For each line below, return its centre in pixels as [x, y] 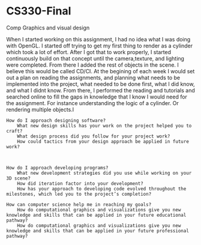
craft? [14, 131]
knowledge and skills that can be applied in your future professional [97, 231]
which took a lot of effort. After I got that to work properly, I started [89, 52]
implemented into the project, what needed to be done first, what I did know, [100, 84]
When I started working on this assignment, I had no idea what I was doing [98, 39]
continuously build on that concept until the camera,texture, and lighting [95, 58]
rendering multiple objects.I [40, 109]
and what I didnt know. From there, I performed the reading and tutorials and [100, 90]
